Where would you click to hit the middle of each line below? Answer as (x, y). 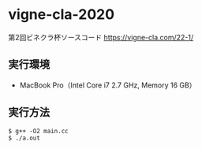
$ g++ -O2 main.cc (38, 131)
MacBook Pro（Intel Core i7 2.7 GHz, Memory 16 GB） (108, 85)
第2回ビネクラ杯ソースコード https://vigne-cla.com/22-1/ (101, 37)
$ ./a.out (24, 138)
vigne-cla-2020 (62, 15)
